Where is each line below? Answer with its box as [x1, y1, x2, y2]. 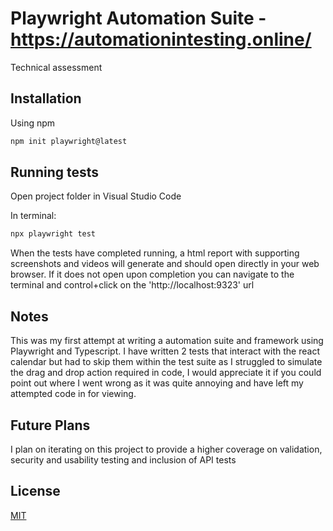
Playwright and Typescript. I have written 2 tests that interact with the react [10, 345, 320, 357]
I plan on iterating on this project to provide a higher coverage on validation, [10, 443, 323, 455]
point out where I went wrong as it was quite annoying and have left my [10, 377, 304, 389]
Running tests [10, 164, 100, 181]
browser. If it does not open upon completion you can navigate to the [10, 268, 295, 281]
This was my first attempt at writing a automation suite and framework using [10, 335, 324, 347]
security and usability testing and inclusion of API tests [10, 453, 237, 466]
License [10, 483, 61, 500]
